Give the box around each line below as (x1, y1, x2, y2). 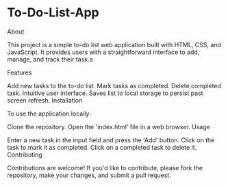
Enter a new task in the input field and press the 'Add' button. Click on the (7, 135, 215, 144)
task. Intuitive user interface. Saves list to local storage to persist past (7, 89, 203, 97)
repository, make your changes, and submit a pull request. (7, 171, 171, 179)
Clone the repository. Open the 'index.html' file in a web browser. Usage (7, 122, 210, 131)
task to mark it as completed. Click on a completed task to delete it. (7, 143, 197, 151)
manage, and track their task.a (7, 55, 94, 63)
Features (7, 68, 32, 77)
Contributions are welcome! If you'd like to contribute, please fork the (7, 163, 203, 172)
